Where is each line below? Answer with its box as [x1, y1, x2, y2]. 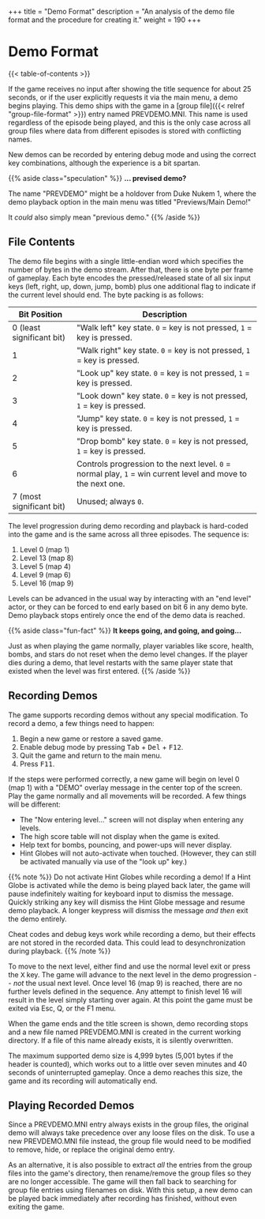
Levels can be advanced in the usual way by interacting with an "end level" [8, 593, 252, 603]
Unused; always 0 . [76, 495, 144, 506]
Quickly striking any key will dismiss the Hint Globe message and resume [8, 897, 246, 907]
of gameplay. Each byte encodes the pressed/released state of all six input [8, 273, 251, 283]
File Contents [8, 235, 76, 249]
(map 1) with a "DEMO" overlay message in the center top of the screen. [8, 782, 243, 792]
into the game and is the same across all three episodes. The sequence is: [8, 529, 250, 539]
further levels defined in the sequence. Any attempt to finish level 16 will [8, 987, 242, 996]
